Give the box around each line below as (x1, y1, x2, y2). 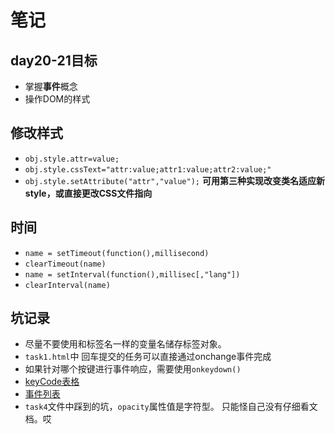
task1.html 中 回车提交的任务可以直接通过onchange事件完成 (24, 351, 272, 363)
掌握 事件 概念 (24, 81, 78, 92)
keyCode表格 (24, 376, 80, 388)
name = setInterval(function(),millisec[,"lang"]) (24, 269, 241, 280)
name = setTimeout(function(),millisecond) (24, 248, 210, 258)
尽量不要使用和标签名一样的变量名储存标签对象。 (24, 338, 227, 350)
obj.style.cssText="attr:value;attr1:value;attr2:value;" (24, 164, 272, 175)
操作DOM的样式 (24, 93, 91, 105)
